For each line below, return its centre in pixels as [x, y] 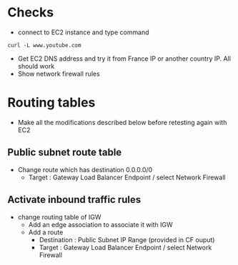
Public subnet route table [65, 152]
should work [36, 66]
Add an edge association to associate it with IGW [100, 224]
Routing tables [51, 102]
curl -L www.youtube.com [44, 45]
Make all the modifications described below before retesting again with [122, 122]
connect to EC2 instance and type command [83, 32]
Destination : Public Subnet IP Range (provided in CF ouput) [127, 239]
